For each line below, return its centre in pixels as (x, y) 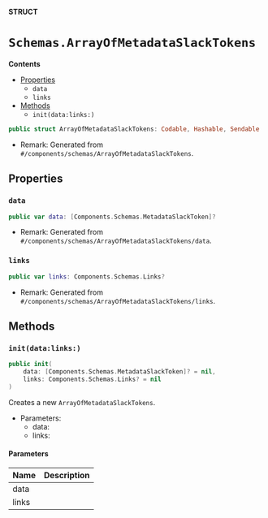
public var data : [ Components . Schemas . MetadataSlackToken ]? (112, 217)
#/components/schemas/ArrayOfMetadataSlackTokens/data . (116, 241)
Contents (24, 63)
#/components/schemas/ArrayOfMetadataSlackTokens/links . (118, 300)
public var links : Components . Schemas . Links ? (86, 276)
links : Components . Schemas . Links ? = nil (92, 379)
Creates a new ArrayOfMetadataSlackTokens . (82, 402)
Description (67, 475)
